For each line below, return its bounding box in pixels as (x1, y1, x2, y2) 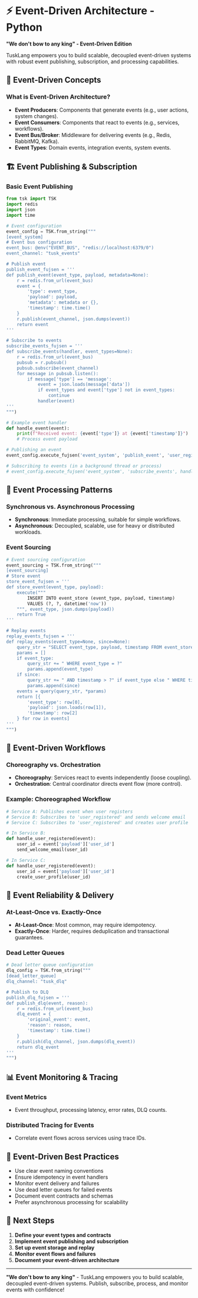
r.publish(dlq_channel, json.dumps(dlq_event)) (16, 1039, 136, 1045)
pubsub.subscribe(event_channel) (16, 365, 99, 371)
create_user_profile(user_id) (16, 874, 91, 880)
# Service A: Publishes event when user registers (6, 808, 133, 815)
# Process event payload (16, 436, 78, 443)
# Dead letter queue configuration (6, 962, 94, 968)
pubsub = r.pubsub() (16, 359, 67, 366)
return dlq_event (16, 1044, 60, 1050)
